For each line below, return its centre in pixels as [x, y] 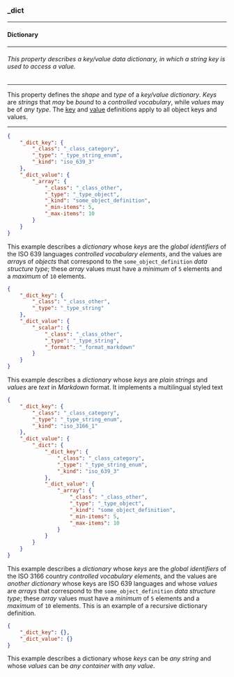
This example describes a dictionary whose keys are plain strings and [107, 380]
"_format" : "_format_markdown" [90, 347]
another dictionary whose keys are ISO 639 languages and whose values [112, 583]
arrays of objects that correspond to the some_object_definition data [107, 261]
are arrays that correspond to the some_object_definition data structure [111, 591]
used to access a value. [41, 67]
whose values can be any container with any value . [81, 666]
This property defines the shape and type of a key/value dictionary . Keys [112, 94]
